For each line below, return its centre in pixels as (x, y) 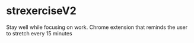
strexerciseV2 (42, 11)
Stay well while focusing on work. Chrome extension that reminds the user (97, 27)
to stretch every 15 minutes (39, 33)
